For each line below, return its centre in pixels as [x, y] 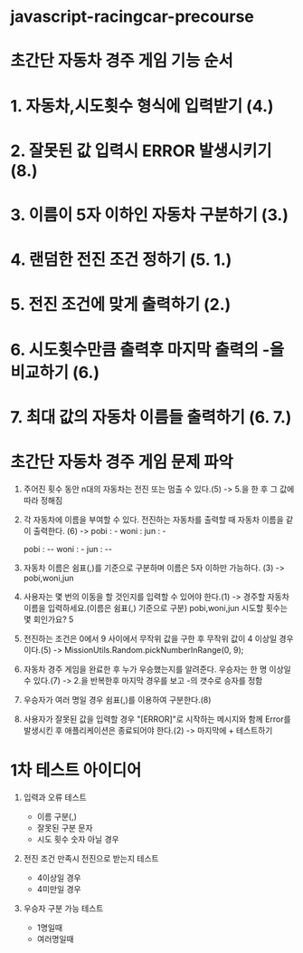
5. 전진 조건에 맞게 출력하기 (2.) [121, 305]
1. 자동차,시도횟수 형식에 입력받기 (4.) [142, 106]
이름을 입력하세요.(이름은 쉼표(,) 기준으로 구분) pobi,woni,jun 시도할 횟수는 [156, 608]
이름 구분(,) [57, 816]
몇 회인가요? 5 [48, 619]
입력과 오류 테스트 [55, 797]
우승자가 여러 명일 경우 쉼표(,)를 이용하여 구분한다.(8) [117, 699]
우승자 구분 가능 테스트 [63, 908]
